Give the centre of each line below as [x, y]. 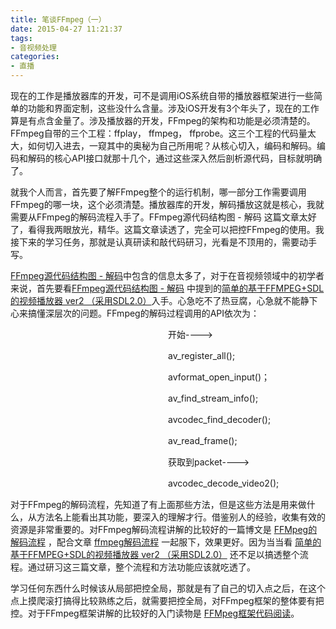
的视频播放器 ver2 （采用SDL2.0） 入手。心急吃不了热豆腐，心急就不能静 [160, 300]
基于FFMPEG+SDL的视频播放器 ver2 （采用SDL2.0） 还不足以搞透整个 [155, 554]
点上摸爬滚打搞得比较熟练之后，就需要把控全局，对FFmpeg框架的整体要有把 [167, 600]
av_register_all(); [201, 355]
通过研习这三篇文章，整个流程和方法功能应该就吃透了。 [141, 567]
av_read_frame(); [202, 440]
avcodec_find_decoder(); [219, 419]
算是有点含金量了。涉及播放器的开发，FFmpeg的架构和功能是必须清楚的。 [163, 120]
